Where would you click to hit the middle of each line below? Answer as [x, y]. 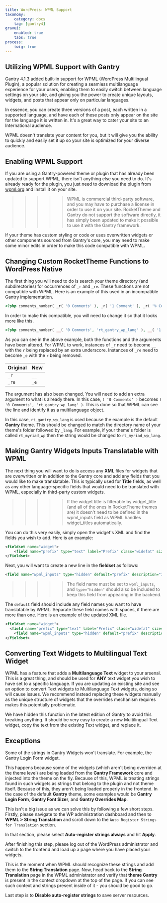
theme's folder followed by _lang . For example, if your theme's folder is [78, 430]
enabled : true [29, 33]
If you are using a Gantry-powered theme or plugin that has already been [80, 173]
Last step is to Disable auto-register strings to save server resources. [77, 895]
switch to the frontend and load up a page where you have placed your [78, 850]
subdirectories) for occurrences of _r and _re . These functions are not [77, 286]
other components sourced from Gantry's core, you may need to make [78, 240]
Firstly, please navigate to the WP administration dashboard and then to [78, 814]
